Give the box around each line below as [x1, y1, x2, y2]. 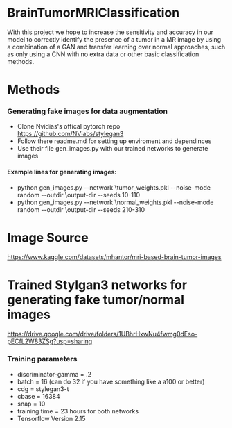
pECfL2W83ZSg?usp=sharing [7, 337, 93, 345]
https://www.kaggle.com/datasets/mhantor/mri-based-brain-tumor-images [7, 252, 222, 261]
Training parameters [7, 354, 78, 364]
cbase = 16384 [17, 392, 60, 400]
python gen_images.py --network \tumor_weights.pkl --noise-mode [17, 183, 211, 192]
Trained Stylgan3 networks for [7, 277, 188, 293]
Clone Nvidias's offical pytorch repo [17, 122, 121, 131]
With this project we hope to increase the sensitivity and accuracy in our [7, 28, 213, 36]
